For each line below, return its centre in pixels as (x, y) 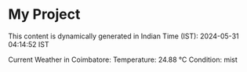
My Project (44, 14)
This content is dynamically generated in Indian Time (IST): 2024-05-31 (123, 36)
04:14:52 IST (29, 44)
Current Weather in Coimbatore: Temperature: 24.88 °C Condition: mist (123, 59)
